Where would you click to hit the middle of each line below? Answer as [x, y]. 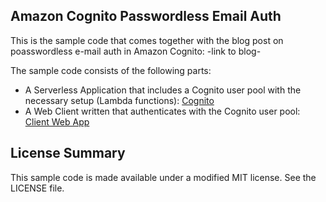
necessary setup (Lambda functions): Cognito [119, 100]
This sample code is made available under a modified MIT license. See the [163, 177]
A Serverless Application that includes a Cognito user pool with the [163, 90]
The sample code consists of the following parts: [111, 70]
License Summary [68, 153]
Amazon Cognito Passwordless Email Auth [146, 16]
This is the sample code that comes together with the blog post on [147, 40]
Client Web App [57, 121]
